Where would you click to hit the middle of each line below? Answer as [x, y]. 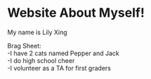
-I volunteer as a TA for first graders [59, 68]
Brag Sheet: [25, 45]
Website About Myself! [76, 13]
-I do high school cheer [41, 60]
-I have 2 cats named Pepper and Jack [63, 53]
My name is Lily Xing [38, 32]
